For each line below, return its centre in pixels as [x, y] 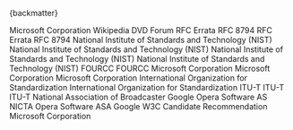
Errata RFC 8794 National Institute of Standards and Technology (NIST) [141, 40]
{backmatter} [34, 13]
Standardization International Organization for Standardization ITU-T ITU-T [147, 87]
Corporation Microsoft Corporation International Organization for [129, 78]
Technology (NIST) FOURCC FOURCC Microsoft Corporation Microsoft [140, 68]
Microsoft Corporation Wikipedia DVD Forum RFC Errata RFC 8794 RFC [141, 30]
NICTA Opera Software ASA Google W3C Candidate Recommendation [138, 106]
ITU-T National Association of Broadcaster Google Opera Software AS [138, 97]
